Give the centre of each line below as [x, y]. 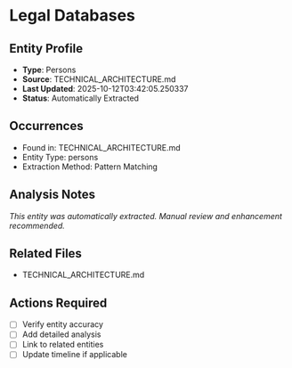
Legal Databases [73, 16]
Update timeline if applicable [74, 355]
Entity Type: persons [60, 157]
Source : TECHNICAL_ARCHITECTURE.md [99, 79]
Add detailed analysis [61, 334]
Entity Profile [46, 49]
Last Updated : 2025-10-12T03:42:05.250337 [105, 89]
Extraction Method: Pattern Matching [90, 167]
